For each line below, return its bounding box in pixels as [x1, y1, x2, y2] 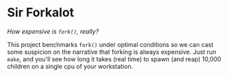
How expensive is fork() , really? [7, 27, 99, 35]
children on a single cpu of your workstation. [7, 62, 134, 70]
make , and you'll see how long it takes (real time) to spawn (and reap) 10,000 [7, 55, 221, 63]
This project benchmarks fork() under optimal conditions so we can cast [7, 40, 214, 48]
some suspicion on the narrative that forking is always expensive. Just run [7, 48, 217, 56]
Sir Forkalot [7, 5, 75, 20]
